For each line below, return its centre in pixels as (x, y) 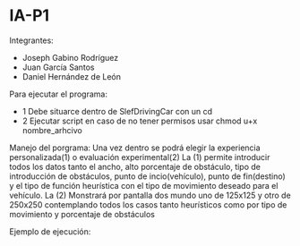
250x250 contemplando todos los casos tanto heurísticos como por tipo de (148, 204)
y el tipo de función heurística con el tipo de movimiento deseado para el (144, 185)
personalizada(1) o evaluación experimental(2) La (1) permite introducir (140, 157)
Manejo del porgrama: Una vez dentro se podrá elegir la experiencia (135, 148)
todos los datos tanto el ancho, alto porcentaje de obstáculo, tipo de (135, 166)
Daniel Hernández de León (71, 76)
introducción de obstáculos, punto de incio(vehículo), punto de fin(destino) (148, 176)
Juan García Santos (59, 67)
